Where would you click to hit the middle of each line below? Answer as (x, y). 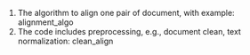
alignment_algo (45, 22)
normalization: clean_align (65, 41)
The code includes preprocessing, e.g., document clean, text (129, 31)
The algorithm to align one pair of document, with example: (126, 13)
